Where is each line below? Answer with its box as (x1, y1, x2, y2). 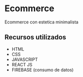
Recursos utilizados (4, 33, 66, 41)
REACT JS (11, 61, 33, 67)
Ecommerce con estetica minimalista (4, 19, 79, 25)
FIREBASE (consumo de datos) (11, 67, 74, 73)
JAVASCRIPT (11, 57, 38, 62)
